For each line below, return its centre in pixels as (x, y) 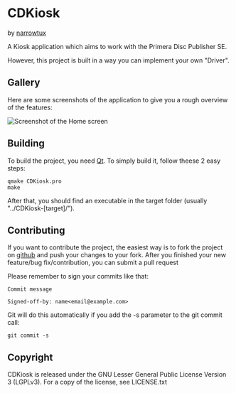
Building (26, 144)
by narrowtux (27, 33)
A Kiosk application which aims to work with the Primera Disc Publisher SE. (117, 46)
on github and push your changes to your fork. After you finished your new (117, 255)
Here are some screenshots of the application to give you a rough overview (118, 99)
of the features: (30, 107)
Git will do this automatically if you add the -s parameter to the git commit (115, 315)
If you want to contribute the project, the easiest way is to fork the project (115, 247)
